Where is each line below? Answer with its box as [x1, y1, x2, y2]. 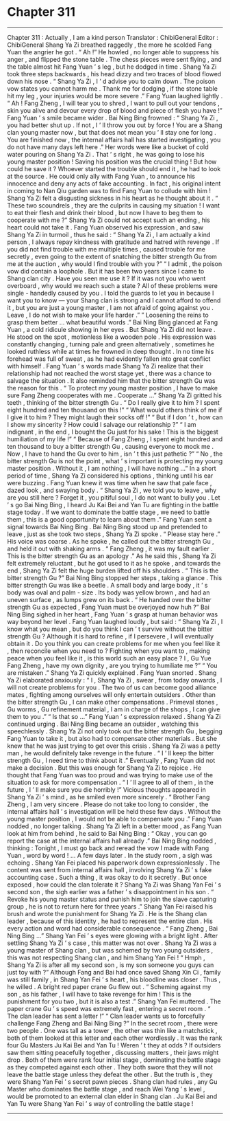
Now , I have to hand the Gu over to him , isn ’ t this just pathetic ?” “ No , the [7, 449, 223, 458]
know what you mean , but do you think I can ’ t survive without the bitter [7, 625, 213, 633]
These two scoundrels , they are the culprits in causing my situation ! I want [7, 201, 220, 210]
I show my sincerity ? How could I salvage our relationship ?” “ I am [7, 420, 196, 428]
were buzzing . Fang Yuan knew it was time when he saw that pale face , [7, 478, 212, 487]
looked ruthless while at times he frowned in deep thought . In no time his [7, 347, 214, 355]
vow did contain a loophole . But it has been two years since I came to [7, 267, 205, 275]
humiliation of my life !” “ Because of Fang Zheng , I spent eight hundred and [7, 434, 223, 443]
